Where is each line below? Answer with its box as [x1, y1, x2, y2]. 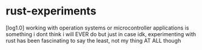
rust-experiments [5, 4, 96, 18]
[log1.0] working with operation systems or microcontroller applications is [5, 24, 189, 31]
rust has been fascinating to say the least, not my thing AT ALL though [5, 37, 181, 44]
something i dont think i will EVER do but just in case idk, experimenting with [5, 30, 197, 37]
